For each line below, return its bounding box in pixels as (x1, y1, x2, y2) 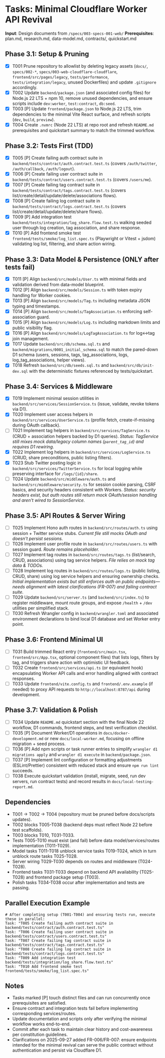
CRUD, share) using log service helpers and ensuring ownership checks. (12, 573, 160, 579)
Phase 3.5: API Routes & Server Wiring (5, 512, 126, 520)
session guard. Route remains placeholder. (12, 546, 99, 552)
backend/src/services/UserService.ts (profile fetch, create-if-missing (12, 417, 155, 423)
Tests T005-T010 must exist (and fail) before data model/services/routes (12, 837, 160, 843)
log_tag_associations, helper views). (12, 357, 86, 363)
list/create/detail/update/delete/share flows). (12, 209, 103, 215)
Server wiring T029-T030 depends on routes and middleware (12, 858, 137, 864)
